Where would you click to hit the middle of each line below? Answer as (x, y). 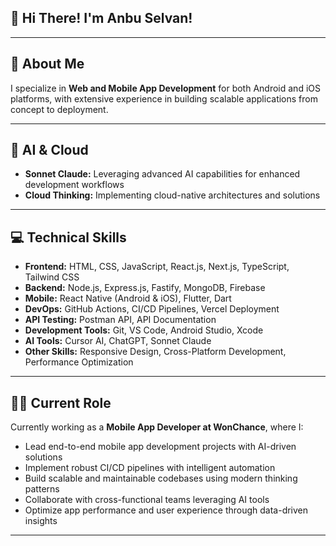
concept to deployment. (59, 109)
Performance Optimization (79, 362)
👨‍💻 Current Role (61, 402)
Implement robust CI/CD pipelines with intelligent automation (150, 468)
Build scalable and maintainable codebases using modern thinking (161, 478)
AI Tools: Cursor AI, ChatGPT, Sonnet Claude (118, 341)
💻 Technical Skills (68, 237)
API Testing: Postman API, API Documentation (120, 320)
